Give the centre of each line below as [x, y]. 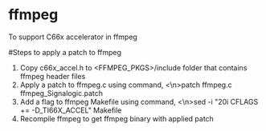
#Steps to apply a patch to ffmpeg [65, 52]
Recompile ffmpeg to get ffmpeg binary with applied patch [117, 118]
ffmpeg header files [53, 76]
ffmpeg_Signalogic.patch [61, 93]
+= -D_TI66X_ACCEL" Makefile [71, 110]
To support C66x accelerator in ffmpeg [73, 37]
